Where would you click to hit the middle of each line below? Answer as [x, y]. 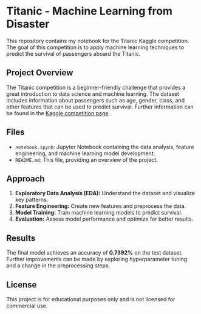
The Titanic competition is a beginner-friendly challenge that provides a [96, 87]
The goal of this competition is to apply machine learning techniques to [95, 47]
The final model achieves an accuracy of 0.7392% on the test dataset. [95, 253]
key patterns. [32, 200]
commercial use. [27, 306]
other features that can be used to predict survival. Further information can [100, 107]
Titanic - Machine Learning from [90, 11]
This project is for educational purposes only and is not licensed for [91, 299]
